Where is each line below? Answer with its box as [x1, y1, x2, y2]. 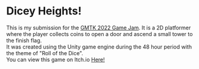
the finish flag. [6, 37, 42, 44]
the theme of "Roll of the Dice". [6, 49, 83, 56]
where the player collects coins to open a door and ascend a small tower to [6, 30, 193, 37]
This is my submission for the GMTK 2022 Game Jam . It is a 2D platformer [6, 24, 191, 31]
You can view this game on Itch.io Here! [6, 56, 106, 63]
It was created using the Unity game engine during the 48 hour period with [6, 43, 192, 50]
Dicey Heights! [6, 4, 82, 18]
